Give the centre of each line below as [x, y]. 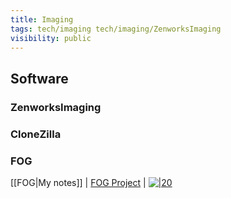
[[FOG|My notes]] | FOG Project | [78, 182]
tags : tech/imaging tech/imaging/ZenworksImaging [116, 29]
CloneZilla [36, 134]
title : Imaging [42, 19]
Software [39, 78]
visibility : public [51, 38]
